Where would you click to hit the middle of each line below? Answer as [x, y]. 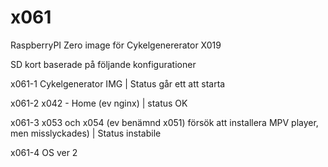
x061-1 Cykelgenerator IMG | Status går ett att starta [118, 83]
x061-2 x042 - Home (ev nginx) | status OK [99, 103]
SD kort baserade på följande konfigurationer [103, 64]
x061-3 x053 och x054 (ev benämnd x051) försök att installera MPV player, [164, 122]
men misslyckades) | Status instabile [86, 133]
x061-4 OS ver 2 [44, 152]
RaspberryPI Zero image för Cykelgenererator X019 [116, 45]
